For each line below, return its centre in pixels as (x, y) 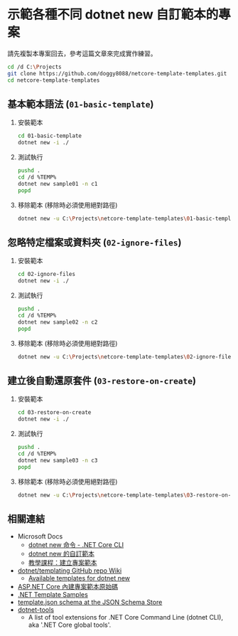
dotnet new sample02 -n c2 (58, 322)
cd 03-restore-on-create (54, 413)
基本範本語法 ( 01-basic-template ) (81, 104)
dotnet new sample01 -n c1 (58, 184)
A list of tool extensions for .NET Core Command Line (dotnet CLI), (126, 618)
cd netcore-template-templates (54, 80)
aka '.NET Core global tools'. (70, 625)
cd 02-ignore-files (47, 275)
